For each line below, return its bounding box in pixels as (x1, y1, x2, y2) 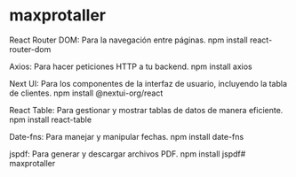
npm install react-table (9, 114, 92, 125)
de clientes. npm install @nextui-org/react (9, 88, 164, 98)
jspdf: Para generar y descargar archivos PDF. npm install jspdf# (9, 148, 246, 159)
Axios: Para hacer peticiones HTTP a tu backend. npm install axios (9, 61, 252, 72)
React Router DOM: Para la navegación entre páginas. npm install (9, 35, 248, 45)
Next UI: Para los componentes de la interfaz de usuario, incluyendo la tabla (9, 78, 287, 88)
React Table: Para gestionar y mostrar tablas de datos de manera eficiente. (9, 104, 284, 115)
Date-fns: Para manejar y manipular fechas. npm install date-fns (9, 131, 244, 142)
